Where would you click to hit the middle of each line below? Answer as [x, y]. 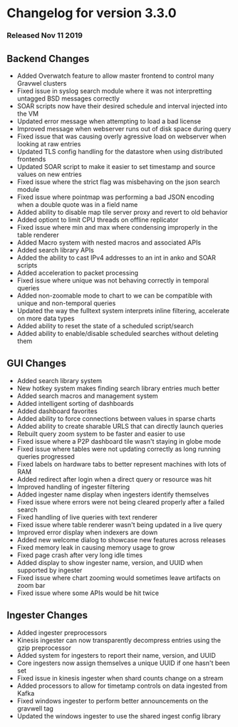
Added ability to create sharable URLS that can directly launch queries [120, 426]
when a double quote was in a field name [77, 204]
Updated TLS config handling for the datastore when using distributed [120, 151]
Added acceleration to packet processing [78, 273]
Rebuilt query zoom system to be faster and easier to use [101, 434]
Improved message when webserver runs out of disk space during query [124, 128]
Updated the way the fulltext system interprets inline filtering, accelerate [123, 310]
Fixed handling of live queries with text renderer [87, 517]
